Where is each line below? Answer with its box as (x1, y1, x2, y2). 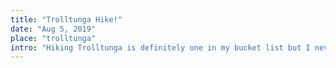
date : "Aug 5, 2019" (10, 24, 97, 34)
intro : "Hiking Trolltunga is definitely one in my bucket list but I (10, 42, 311, 53)
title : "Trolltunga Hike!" (10, 14, 123, 25)
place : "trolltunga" (10, 33, 97, 43)
